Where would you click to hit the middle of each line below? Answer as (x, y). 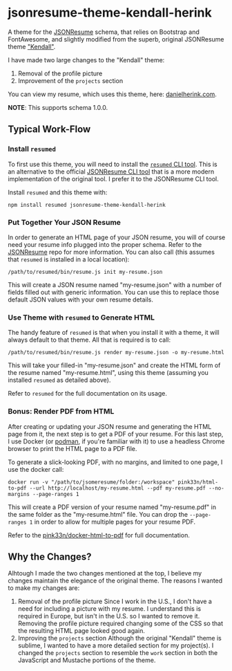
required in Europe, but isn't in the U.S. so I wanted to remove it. (109, 616)
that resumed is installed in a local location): (69, 259)
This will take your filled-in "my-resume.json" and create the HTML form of (114, 365)
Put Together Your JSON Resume (65, 222)
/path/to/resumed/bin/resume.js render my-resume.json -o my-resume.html (116, 353)
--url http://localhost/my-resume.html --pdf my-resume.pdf (118, 488)
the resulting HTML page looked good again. (81, 631)
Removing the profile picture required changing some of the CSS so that (120, 623)
